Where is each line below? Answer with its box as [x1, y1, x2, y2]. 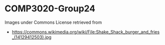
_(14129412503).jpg [11, 34, 52, 40]
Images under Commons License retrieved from [4, 19, 102, 25]
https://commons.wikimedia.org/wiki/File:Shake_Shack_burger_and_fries [11, 29, 160, 35]
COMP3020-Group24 [4, 3, 96, 14]
